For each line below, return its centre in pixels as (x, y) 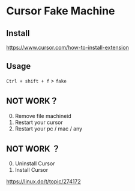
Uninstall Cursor (35, 163)
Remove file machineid (43, 116)
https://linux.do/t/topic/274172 (43, 181)
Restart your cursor (39, 122)
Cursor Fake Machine (61, 11)
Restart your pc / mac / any (49, 128)
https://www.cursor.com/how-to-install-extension (67, 47)
